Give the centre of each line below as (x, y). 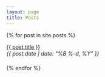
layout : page (23, 12)
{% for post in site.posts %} (41, 35)
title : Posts (23, 18)
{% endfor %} (24, 68)
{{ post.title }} (23, 47)
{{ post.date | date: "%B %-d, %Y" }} (53, 53)
